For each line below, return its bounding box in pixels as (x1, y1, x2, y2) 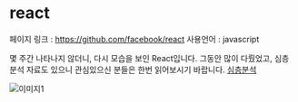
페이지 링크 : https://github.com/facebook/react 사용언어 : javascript (9, 33, 260, 44)
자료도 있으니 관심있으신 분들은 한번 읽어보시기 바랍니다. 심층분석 (25, 64, 257, 75)
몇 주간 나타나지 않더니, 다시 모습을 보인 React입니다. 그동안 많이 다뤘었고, (9, 52, 273, 63)
